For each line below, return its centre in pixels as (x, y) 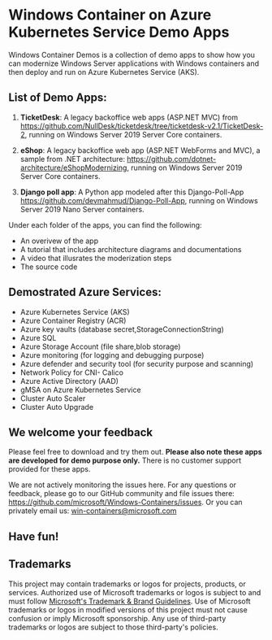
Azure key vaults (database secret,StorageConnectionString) (122, 329)
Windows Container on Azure (110, 15)
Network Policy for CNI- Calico (72, 372)
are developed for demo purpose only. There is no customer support (125, 460)
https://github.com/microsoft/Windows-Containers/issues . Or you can (125, 503)
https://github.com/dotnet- (172, 159)
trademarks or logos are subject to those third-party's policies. (113, 627)
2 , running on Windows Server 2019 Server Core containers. (121, 134)
